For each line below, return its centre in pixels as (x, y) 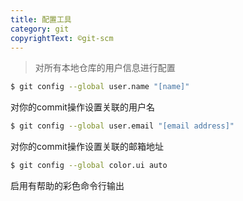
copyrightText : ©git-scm (62, 38)
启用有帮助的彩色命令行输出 (67, 185)
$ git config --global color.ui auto (89, 166)
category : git (40, 29)
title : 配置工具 (41, 19)
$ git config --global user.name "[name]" (100, 87)
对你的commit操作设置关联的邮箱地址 (87, 147)
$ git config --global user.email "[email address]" (122, 126)
